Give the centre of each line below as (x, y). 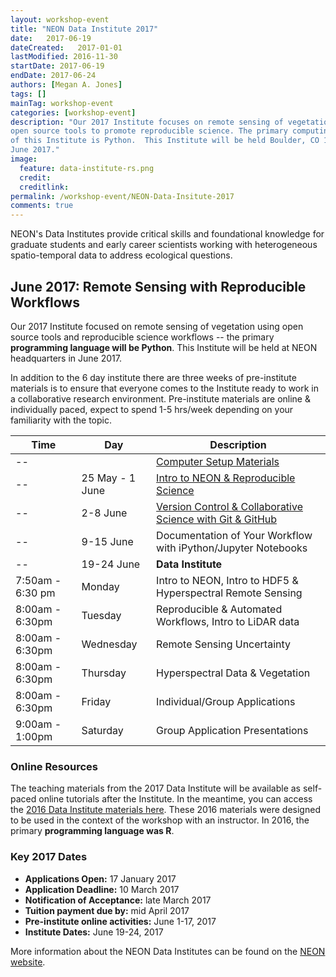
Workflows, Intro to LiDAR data (228, 621)
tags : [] (28, 94)
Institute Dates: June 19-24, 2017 (94, 932)
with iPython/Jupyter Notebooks (232, 548)
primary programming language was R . (92, 831)
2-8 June (104, 513)
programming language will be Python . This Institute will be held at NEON (164, 347)
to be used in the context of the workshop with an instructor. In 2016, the (160, 820)
